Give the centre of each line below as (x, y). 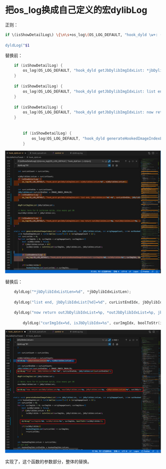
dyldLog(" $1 (17, 45)
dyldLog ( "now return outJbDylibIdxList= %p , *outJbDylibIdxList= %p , (85, 313)
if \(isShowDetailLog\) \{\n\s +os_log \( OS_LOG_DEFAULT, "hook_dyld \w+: (82, 35)
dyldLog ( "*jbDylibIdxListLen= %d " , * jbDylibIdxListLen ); (73, 292)
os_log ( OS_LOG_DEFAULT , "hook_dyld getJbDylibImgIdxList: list (89, 91)
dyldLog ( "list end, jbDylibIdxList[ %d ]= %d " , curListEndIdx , (77, 302)
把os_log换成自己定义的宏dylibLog (76, 10)
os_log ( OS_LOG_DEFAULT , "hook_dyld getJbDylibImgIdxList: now (88, 112)
